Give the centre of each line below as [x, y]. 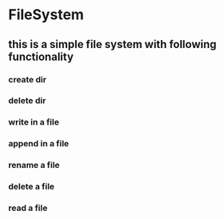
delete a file [31, 187]
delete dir [27, 101]
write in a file [34, 122]
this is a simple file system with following [112, 44]
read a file [28, 208]
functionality [41, 56]
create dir [28, 79]
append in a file [39, 144]
